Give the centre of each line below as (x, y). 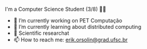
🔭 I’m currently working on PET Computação (68, 20)
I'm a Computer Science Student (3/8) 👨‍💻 (56, 9)
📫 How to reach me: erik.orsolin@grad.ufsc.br (71, 40)
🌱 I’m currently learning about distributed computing (77, 27)
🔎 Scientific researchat (41, 33)
